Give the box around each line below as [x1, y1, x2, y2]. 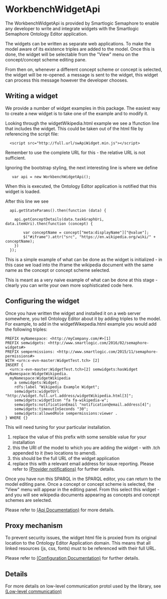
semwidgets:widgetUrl [14, 389, 59, 394]
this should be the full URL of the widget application [12, 455, 120, 461]
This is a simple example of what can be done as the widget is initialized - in [5, 256, 162, 262]
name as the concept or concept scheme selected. [5, 267, 110, 273]
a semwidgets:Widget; [14, 380, 59, 385]
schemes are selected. [5, 497, 52, 503]
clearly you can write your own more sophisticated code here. [5, 282, 133, 288]
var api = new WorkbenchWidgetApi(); [12, 174, 91, 179]
